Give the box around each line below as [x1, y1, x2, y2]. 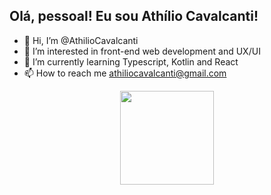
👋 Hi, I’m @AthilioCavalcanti [23, 34, 139, 46]
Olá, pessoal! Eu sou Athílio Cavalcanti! [9, 8, 259, 25]
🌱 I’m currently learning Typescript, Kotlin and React [23, 55, 239, 68]
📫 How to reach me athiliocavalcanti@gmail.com [23, 67, 227, 79]
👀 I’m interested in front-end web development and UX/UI [23, 45, 261, 57]
